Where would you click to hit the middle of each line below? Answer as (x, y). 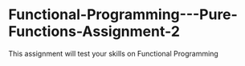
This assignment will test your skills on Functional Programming (113, 53)
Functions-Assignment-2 (94, 31)
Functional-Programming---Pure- (123, 15)
